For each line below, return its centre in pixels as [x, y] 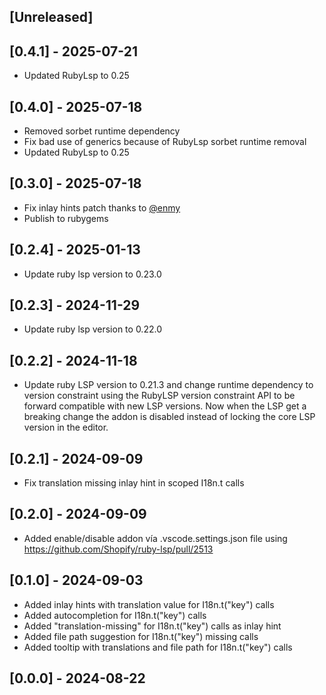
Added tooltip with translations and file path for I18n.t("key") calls [158, 647]
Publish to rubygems [66, 218]
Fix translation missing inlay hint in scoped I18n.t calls [134, 483]
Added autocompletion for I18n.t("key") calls [115, 615]
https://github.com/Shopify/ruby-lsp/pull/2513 [118, 549]
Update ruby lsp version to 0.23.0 [92, 274]
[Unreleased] [51, 17]
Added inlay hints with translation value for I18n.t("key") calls [149, 604]
